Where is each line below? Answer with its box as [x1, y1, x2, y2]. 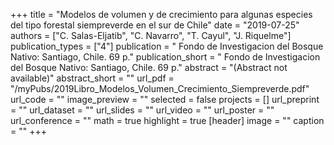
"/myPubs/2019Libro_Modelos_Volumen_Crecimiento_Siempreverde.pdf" [10, 83, 310, 94]
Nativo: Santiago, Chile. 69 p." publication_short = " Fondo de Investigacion [10, 51, 321, 63]
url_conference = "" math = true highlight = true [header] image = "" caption [10, 115, 325, 126]
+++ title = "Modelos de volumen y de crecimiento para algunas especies [10, 9, 313, 20]
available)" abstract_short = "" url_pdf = [10, 72, 175, 84]
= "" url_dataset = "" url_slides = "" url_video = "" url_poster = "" [10, 104, 275, 116]
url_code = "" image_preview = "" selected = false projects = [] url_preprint [10, 94, 320, 105]
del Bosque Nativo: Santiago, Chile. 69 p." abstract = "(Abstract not [10, 62, 288, 73]
